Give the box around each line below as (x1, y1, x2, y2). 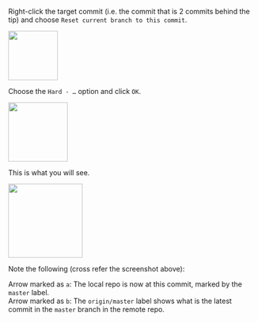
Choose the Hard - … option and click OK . (8, 87, 141, 95)
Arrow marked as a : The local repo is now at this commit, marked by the (8, 279, 243, 289)
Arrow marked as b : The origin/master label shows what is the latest (8, 296, 232, 305)
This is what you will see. (8, 168, 90, 177)
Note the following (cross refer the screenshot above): (8, 264, 185, 273)
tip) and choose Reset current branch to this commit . (8, 15, 188, 24)
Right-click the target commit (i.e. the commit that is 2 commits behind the (8, 7, 251, 16)
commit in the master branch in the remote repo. (8, 305, 165, 314)
